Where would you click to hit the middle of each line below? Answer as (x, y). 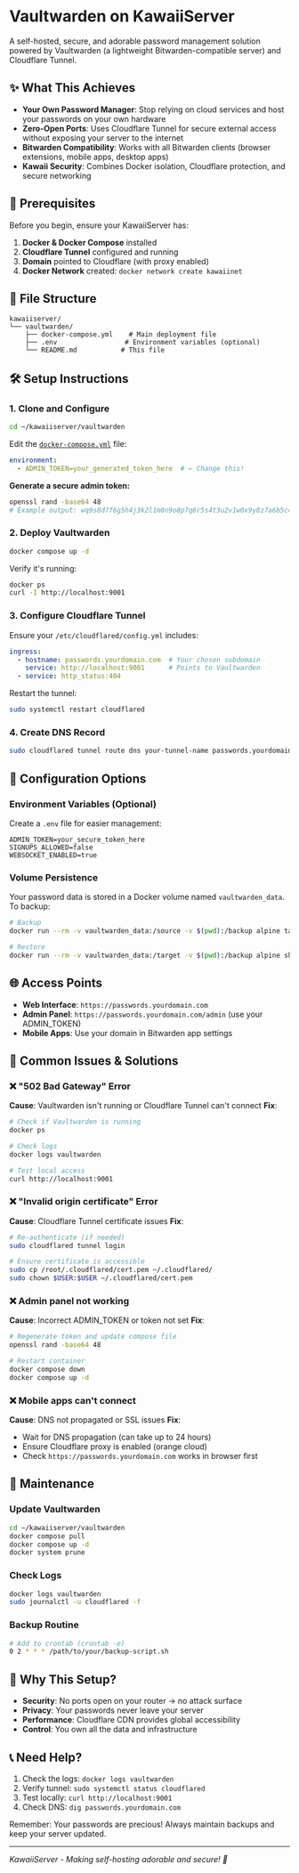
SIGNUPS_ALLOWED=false (51, 847)
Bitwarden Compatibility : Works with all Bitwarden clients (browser (146, 147)
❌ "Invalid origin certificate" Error (84, 1202)
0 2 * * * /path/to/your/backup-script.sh (89, 1652)
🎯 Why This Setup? (63, 1679)
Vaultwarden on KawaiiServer (122, 16)
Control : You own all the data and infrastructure (109, 1730)
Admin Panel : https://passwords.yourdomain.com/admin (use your (142, 1014)
